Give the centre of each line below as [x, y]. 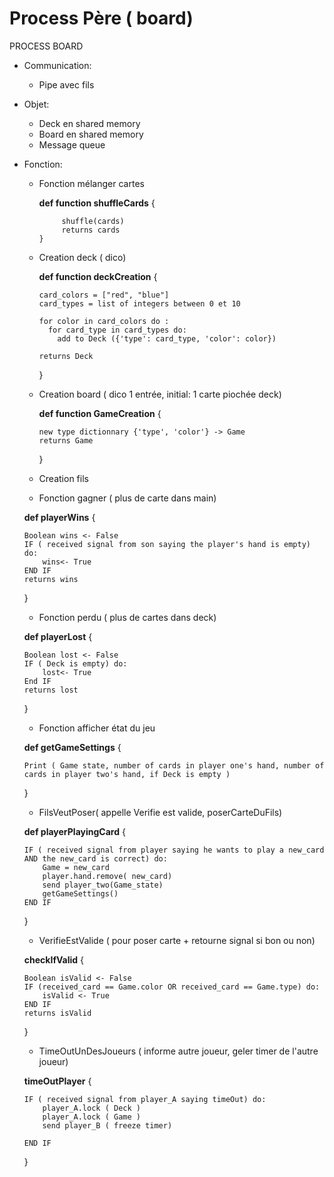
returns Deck [66, 356]
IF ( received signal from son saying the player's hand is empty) [167, 544]
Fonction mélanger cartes [91, 183]
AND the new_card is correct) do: [95, 858]
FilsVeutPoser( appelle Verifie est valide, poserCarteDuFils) [160, 812]
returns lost [51, 690]
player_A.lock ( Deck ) [91, 1108]
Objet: [36, 104]
